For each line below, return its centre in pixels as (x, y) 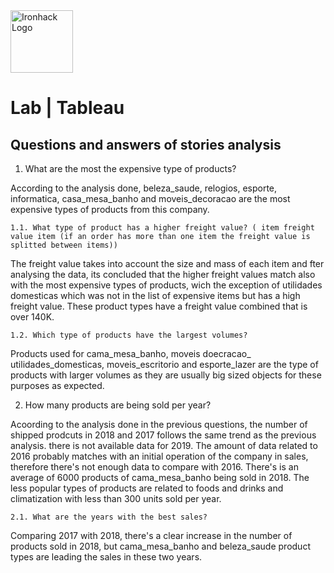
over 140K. (32, 317)
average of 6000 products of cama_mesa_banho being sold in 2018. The (160, 477)
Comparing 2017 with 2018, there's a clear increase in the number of (151, 535)
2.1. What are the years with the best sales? (109, 517)
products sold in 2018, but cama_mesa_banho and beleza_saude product (160, 546)
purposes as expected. (57, 385)
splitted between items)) (64, 245)
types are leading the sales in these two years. (106, 557)
